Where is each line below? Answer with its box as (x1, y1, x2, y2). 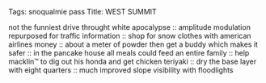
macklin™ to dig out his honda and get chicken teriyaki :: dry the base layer (8, 56, 257, 66)
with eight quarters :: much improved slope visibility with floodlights (8, 65, 234, 75)
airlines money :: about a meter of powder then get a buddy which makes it (8, 39, 259, 49)
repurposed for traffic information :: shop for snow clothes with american (8, 31, 252, 40)
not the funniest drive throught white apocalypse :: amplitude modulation (8, 23, 251, 31)
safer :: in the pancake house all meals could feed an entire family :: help (8, 48, 250, 57)
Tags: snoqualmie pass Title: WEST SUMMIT (8, 7, 158, 16)
